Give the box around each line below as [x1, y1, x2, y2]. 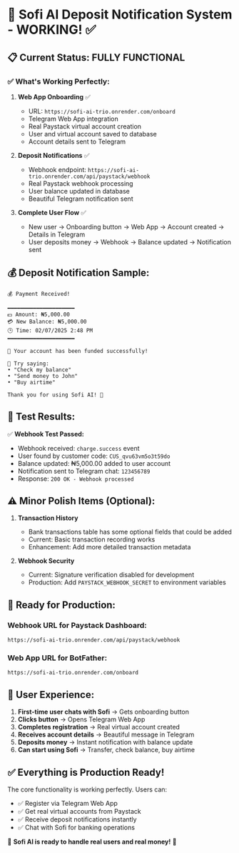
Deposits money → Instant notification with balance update [17, 738, 193, 747]
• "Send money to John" [7, 372, 78, 379]
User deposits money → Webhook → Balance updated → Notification [28, 237, 232, 246]
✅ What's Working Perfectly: [7, 76, 110, 86]
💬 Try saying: [7, 360, 50, 367]
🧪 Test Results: [7, 411, 76, 423]
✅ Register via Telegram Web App [17, 799, 118, 807]
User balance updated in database [28, 186, 131, 195]
